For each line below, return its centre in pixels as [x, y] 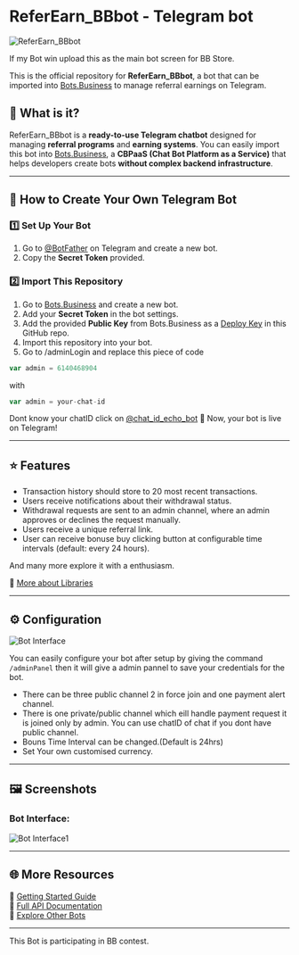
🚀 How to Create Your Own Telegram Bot [123, 199]
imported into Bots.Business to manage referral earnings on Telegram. [138, 85]
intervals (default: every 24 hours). [85, 548]
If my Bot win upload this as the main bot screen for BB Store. [122, 58]
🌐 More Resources [62, 875]
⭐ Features [40, 465]
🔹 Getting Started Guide [53, 896]
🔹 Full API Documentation [56, 905]
